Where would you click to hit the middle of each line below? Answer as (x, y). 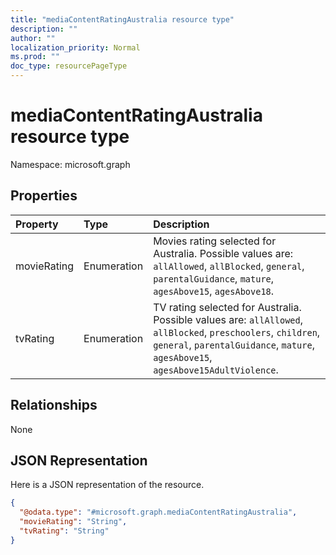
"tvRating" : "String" (64, 531)
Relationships (54, 405)
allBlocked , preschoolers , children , (237, 332)
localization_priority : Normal (75, 47)
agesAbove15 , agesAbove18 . (214, 291)
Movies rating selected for (215, 241)
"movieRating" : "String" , (73, 522)
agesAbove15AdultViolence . (216, 369)
